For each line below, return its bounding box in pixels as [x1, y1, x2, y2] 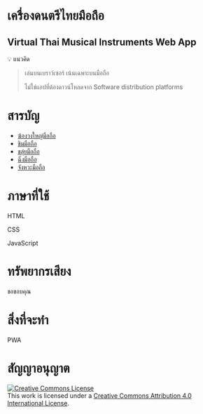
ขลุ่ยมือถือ [17, 147, 40, 155]
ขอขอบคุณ [7, 287, 31, 295]
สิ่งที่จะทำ [7, 312, 49, 328]
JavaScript [7, 239, 38, 247]
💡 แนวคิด [7, 55, 30, 63]
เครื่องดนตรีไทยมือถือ [7, 8, 105, 24]
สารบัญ [7, 108, 40, 123]
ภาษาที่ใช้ [7, 188, 50, 204]
